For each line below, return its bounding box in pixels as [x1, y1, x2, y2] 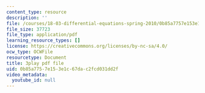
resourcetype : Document [6, 54, 67, 61]
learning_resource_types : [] [6, 37, 81, 43]
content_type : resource [6, 9, 67, 15]
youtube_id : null [12, 77, 56, 83]
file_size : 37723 [6, 26, 51, 32]
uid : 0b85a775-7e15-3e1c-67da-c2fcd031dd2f [6, 65, 119, 72]
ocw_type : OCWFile [6, 49, 53, 55]
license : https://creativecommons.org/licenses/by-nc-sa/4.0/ [6, 43, 168, 50]
